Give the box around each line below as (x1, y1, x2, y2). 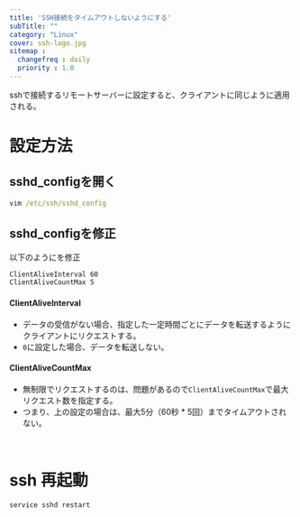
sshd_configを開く (9, 174, 117, 189)
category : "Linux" (9, 30, 78, 39)
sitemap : (9, 47, 47, 56)
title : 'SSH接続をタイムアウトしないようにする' (9, 13, 172, 23)
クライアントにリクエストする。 (22, 330, 141, 341)
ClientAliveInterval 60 (9, 270, 99, 279)
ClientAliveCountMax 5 (9, 278, 95, 287)
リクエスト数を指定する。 (22, 394, 118, 406)
